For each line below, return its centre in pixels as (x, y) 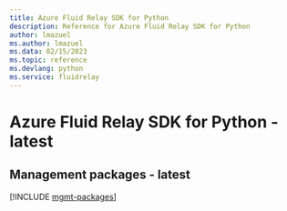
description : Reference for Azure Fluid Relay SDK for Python (130, 26)
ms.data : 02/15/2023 (49, 52)
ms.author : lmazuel (46, 43)
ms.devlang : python (46, 69)
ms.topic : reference (49, 60)
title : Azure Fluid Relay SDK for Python (89, 18)
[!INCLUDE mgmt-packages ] (63, 196)
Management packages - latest (100, 175)
